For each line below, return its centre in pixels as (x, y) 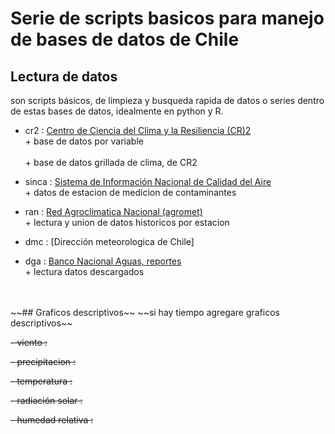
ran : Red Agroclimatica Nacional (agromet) (113, 211)
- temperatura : (41, 381)
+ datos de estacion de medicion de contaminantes (130, 192)
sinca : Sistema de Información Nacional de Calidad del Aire (148, 181)
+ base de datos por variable (84, 141)
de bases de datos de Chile (125, 39)
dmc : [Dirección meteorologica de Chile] (109, 241)
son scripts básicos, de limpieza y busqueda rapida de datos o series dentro (167, 100)
